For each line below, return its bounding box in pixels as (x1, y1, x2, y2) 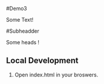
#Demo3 (6, 5, 28, 12)
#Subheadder (6, 27, 39, 34)
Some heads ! (6, 39, 40, 45)
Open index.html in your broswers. (14, 71, 99, 78)
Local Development (6, 55, 79, 66)
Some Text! (6, 16, 34, 23)
